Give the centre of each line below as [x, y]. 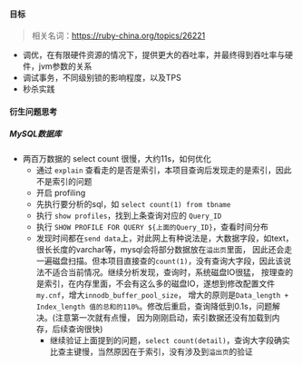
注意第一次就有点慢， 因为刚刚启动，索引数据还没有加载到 [163, 317]
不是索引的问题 [64, 181]
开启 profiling [61, 192]
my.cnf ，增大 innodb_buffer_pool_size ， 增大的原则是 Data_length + [162, 294]
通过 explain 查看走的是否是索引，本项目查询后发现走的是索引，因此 [164, 170]
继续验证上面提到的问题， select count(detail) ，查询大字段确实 [170, 340]
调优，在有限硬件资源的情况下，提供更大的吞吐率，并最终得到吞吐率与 [154, 55]
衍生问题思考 [33, 111]
